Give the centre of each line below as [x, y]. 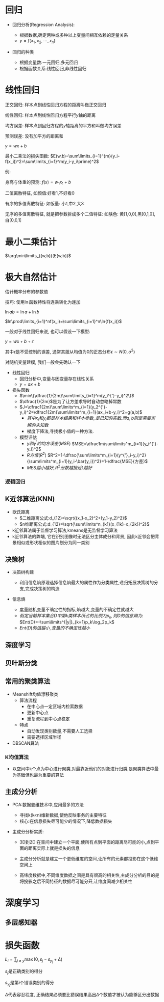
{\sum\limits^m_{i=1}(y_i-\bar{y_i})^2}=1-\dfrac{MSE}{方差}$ [87, 461]
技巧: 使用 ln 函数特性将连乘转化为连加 [43, 302]
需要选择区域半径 [44, 737]
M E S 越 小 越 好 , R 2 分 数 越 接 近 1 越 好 [59, 467]
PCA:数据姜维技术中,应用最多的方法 [48, 804]
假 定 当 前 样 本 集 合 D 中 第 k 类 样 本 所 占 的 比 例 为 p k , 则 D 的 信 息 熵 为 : [81, 616]
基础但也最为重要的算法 [40, 775]
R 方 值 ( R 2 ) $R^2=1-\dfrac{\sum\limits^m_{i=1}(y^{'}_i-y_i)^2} [87, 455]
